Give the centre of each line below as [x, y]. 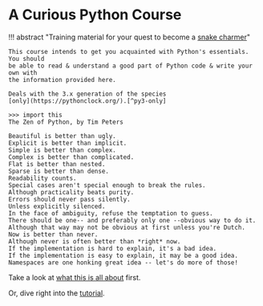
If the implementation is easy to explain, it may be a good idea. [123, 255]
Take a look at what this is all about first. [75, 277]
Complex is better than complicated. [71, 157]
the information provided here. [62, 80]
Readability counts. [43, 178]
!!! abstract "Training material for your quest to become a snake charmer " [129, 37]
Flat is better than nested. [57, 164]
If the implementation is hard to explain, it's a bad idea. [113, 248]
